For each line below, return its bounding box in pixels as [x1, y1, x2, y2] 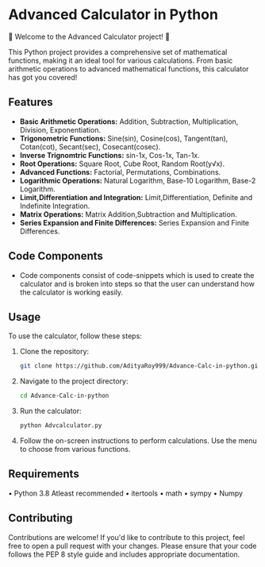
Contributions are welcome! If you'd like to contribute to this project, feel [8, 532, 245, 542]
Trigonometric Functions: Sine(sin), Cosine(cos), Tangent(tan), [19, 133, 229, 143]
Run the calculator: [19, 407, 82, 416]
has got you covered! [8, 72, 78, 82]
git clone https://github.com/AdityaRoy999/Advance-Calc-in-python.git [19, 362, 262, 370]
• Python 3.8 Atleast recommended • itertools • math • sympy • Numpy [8, 488, 244, 498]
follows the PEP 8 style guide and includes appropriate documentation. [8, 550, 240, 559]
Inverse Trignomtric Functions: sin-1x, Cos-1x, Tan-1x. [19, 150, 200, 160]
